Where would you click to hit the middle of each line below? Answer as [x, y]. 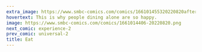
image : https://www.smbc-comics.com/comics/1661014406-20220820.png [94, 23]
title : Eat [20, 39]
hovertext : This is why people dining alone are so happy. [82, 17]
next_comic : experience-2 [38, 28]
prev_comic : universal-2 [37, 34]
